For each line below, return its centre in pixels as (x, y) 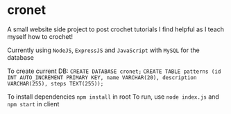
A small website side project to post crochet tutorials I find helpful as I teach (115, 29)
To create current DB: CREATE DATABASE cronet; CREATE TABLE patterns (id (114, 71)
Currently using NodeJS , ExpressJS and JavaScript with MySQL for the (103, 50)
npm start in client (33, 104)
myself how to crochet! (40, 36)
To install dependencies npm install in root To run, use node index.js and (113, 97)
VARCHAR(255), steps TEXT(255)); (55, 83)
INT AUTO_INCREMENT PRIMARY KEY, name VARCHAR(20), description (102, 78)
